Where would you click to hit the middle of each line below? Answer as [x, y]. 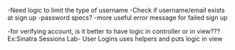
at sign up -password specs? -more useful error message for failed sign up [117, 18]
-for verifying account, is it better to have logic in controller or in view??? [114, 31]
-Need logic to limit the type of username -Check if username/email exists [116, 10]
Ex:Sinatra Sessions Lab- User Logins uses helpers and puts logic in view [115, 39]
